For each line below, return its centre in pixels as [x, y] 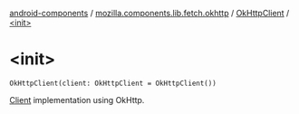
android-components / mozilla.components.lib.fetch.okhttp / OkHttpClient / [149, 13]
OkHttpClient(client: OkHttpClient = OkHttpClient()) [113, 83]
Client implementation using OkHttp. [77, 100]
